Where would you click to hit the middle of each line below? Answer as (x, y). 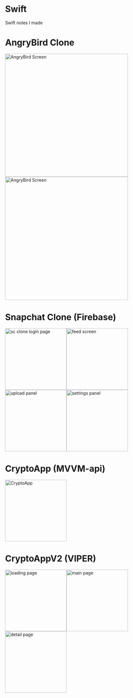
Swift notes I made (24, 23)
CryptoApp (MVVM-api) (55, 468)
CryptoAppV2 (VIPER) (51, 558)
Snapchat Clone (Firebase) (61, 317)
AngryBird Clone (40, 43)
